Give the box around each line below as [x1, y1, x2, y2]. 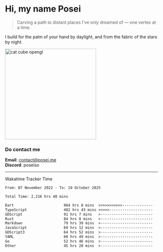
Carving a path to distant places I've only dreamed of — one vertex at [16, 19, 156, 25]
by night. [5, 39, 23, 44]
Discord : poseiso [5, 162, 40, 168]
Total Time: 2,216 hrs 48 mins [5, 194, 68, 199]
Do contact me [5, 146, 40, 153]
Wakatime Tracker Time [5, 176, 52, 182]
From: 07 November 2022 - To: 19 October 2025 [5, 185, 101, 191]
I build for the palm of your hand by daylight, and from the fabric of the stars [5, 34, 158, 40]
